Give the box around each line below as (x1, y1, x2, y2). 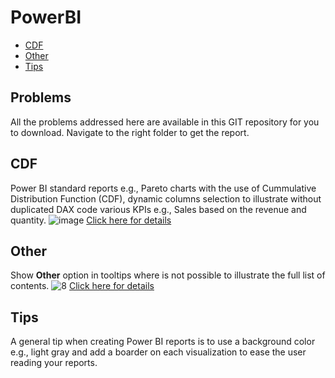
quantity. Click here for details (10, 214, 172, 226)
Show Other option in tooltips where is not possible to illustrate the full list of (10, 269, 326, 281)
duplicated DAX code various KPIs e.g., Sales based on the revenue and (10, 203, 307, 215)
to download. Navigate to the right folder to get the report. (10, 126, 250, 138)
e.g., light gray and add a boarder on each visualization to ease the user (10, 346, 307, 358)
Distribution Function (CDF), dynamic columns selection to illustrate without (10, 192, 322, 205)
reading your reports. (10, 357, 98, 369)
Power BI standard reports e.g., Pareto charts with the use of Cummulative (10, 182, 317, 194)
